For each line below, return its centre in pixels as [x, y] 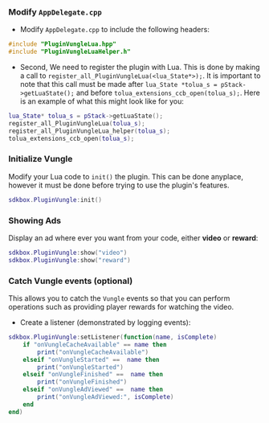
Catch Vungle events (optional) [71, 281]
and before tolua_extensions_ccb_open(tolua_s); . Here [168, 93]
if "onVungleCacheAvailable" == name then [95, 344]
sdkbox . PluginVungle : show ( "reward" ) [69, 260]
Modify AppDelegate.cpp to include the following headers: [115, 30]
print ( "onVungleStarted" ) [81, 367]
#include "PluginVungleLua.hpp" [62, 44]
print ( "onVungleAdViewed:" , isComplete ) [106, 397]
